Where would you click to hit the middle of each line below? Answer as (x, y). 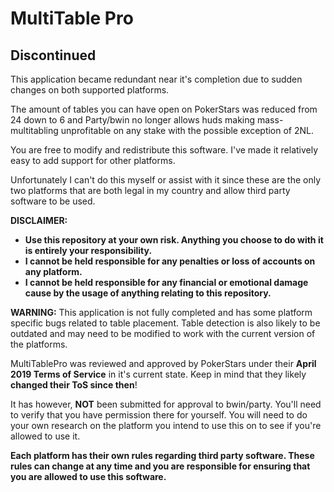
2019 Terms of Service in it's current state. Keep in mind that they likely (158, 374)
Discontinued (53, 55)
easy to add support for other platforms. (93, 160)
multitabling (34, 130)
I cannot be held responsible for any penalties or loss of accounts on (170, 261)
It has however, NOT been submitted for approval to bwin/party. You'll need (166, 404)
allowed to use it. (45, 436)
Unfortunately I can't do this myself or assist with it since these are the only (166, 180)
